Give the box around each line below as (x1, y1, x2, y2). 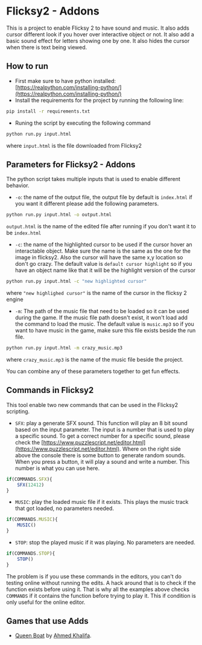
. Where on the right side (119, 445, 181, 452)
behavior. (6, 182, 30, 189)
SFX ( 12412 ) (17, 481, 45, 488)
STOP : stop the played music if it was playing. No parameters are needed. (14, 539, 196, 546)
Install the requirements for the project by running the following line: (14, 96, 184, 104)
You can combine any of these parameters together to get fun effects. (6, 368, 180, 375)
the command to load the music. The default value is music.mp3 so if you (14, 320, 195, 328)
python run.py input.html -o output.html (6, 212, 112, 218)
